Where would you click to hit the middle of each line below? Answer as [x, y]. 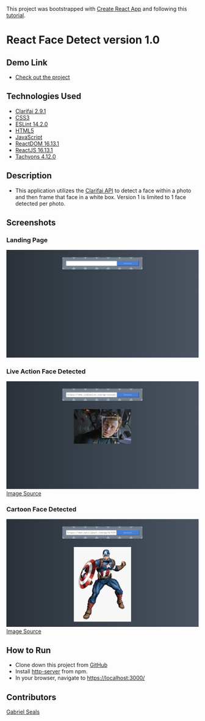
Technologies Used [44, 96]
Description [29, 176]
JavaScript [29, 137]
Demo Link [27, 63]
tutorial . [16, 15]
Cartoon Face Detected [41, 509]
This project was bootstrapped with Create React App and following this [97, 9]
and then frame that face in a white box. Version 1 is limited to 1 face [100, 197]
